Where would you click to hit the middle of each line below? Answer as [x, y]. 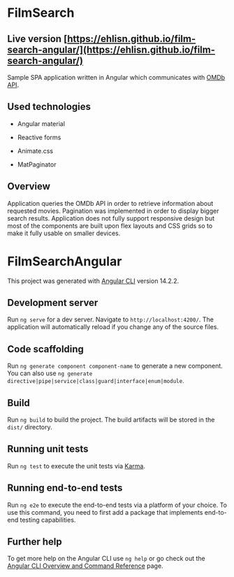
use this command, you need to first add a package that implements [105, 512]
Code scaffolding [45, 349]
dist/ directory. [30, 427]
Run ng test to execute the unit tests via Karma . [76, 466]
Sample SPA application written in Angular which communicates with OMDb [116, 77]
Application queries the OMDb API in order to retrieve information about [110, 203]
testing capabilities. [48, 520]
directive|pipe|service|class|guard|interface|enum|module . [96, 381]
